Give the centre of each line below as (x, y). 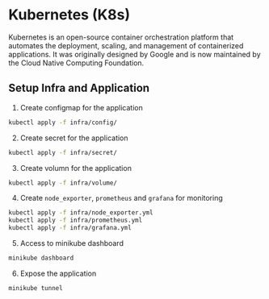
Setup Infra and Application (79, 88)
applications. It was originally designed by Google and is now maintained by (134, 54)
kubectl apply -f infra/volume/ (63, 183)
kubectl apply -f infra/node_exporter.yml (81, 213)
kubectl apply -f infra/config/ (63, 123)
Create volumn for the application (76, 168)
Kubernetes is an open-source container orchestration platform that (121, 37)
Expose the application (58, 273)
